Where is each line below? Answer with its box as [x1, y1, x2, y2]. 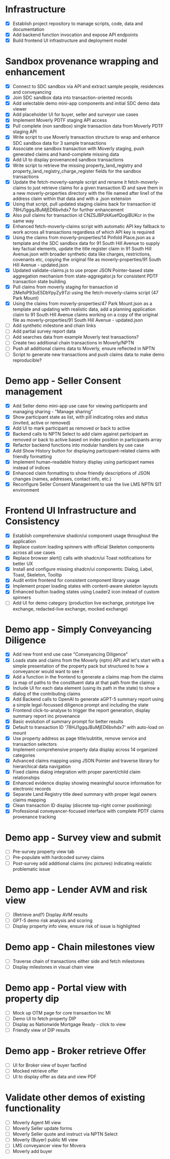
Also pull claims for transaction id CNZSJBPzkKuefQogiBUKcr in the [12, 212, 155, 218]
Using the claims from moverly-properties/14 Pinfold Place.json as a [12, 234, 155, 240]
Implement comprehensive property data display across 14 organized [12, 746, 158, 752]
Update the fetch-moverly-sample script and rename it [12, 179, 127, 185]
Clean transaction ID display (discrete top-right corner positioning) [12, 802, 152, 809]
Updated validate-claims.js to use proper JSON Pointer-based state [12, 267, 154, 273]
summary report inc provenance [12, 713, 80, 719]
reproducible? [12, 357, 42, 363]
